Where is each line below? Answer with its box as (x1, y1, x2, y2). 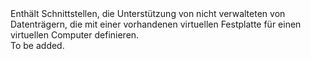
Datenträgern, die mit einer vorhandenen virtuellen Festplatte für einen (10, 18, 302, 30)
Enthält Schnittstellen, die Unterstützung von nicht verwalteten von (10, 8, 286, 19)
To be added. (10, 40, 65, 51)
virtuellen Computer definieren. (10, 29, 140, 41)
